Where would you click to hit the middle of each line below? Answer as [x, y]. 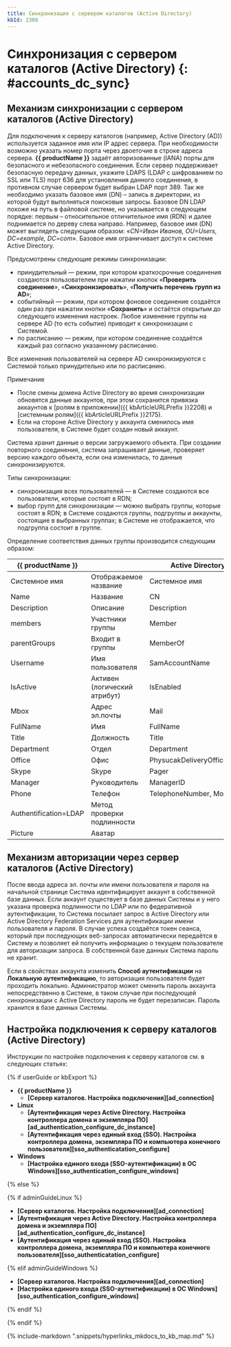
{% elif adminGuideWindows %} [53, 1268]
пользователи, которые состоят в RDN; [75, 498]
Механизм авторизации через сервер [93, 857]
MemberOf [167, 643]
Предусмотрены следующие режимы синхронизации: [87, 259]
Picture [22, 833]
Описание [108, 607]
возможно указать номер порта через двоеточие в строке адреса [105, 150]
